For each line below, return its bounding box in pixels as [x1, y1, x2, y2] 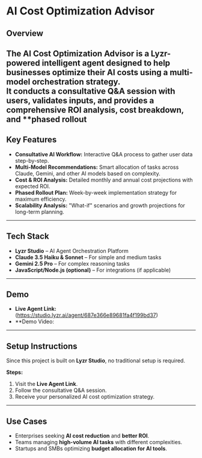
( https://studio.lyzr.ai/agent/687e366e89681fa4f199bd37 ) [14, 311, 158, 319]
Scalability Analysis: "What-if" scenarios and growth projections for [14, 201, 185, 209]
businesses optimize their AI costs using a [6, 67, 168, 78]
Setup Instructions [6, 341, 78, 351]
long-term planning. [14, 208, 64, 215]
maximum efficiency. [14, 195, 67, 203]
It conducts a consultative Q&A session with [6, 86, 176, 96]
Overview [6, 28, 44, 38]
